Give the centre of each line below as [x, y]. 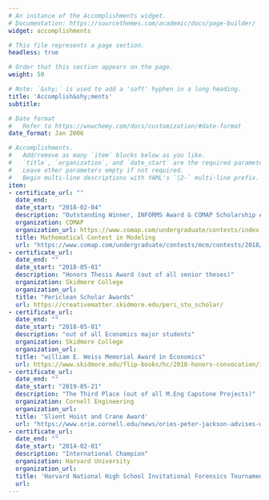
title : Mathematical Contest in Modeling [86, 238]
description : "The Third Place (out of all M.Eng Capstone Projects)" [136, 394]
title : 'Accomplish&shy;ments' [60, 96]
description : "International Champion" [82, 454]
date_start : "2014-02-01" [59, 446]
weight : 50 [26, 75]
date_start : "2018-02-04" [59, 208]
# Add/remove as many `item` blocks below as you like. [107, 156]
